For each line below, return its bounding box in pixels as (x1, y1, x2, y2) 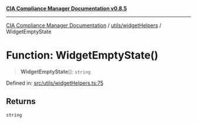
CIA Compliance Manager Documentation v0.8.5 (6, 5, 127, 12)
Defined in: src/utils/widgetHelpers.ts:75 (6, 79, 104, 86)
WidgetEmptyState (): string (20, 68, 91, 75)
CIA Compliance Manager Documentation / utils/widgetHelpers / (6, 22, 162, 29)
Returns (6, 96, 36, 106)
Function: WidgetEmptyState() (6, 49, 158, 62)
